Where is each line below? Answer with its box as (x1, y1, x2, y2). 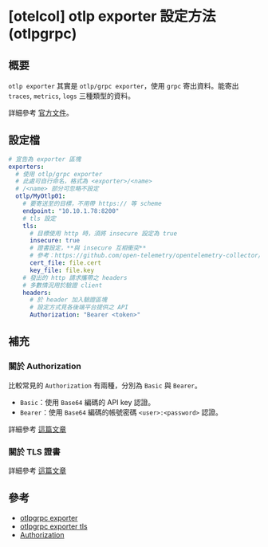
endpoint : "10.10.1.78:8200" (22, 207, 120, 215)
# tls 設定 (22, 214, 57, 222)
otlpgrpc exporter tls (19, 521, 88, 531)
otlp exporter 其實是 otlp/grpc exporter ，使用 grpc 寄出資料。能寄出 (8, 81, 239, 90)
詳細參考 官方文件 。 (8, 108, 73, 117)
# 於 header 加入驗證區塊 (29, 296, 108, 304)
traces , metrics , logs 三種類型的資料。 (8, 91, 136, 100)
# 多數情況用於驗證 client (22, 281, 103, 289)
